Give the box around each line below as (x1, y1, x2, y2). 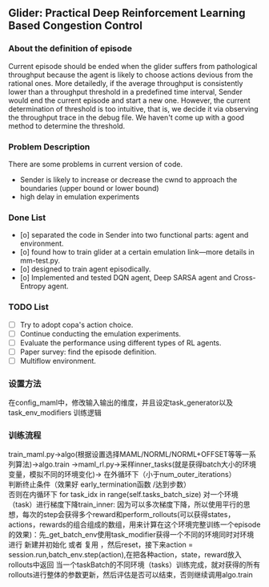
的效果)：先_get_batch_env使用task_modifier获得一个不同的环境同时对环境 (8, 530, 255, 540)
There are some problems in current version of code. (8, 159, 183, 169)
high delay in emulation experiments (19, 192, 140, 202)
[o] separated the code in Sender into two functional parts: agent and (19, 230, 249, 240)
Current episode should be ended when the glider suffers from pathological (8, 61, 258, 71)
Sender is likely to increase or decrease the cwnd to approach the (19, 174, 238, 184)
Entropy (19, 281, 46, 291)
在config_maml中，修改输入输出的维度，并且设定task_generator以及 (8, 397, 234, 408)
